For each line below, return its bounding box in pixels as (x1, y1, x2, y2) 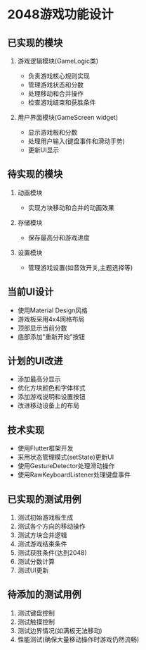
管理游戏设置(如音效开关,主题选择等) (27, 263, 133, 271)
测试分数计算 (17, 558, 55, 566)
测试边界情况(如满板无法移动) (17, 626, 103, 634)
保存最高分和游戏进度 (27, 233, 90, 242)
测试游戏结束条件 (17, 540, 67, 548)
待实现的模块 (7, 168, 63, 180)
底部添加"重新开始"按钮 (17, 332, 86, 341)
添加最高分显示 (17, 375, 61, 384)
